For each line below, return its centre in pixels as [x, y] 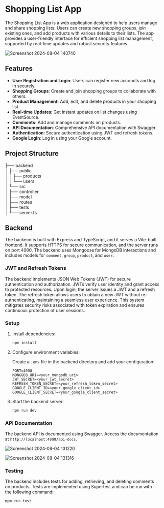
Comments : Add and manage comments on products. [67, 122]
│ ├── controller [22, 191]
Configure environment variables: [46, 352]
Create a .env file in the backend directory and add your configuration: [83, 362]
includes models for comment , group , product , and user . [59, 255]
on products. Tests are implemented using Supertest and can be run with [79, 487]
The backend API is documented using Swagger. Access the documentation [82, 434]
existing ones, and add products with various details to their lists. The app [80, 33]
